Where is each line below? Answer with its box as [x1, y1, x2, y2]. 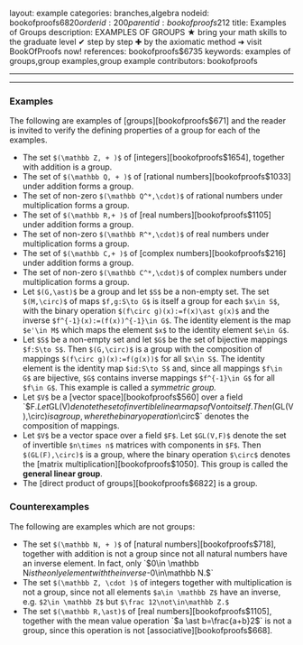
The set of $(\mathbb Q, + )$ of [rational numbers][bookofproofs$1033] [22, 171, 291, 182]
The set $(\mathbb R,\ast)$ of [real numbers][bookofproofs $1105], [22, 605, 272, 616]
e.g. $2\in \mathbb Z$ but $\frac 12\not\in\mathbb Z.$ [22, 595, 230, 607]
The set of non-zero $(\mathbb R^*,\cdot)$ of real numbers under [22, 229, 270, 240]
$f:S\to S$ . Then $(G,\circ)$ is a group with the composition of [22, 344, 263, 355]
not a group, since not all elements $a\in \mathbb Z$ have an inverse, [22, 586, 281, 597]
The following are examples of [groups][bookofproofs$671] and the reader [9, 115, 287, 126]
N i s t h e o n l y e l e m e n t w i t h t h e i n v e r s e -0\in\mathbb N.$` [22, 567, 214, 578]
